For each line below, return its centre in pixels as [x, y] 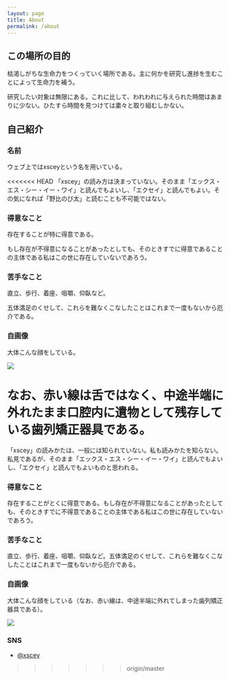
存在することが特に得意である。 [52, 234]
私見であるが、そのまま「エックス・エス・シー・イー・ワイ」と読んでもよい [115, 458]
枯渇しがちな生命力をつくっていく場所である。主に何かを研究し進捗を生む [112, 74]
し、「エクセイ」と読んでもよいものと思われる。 [74, 467]
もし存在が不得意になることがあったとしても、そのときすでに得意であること [115, 249]
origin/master [146, 668]
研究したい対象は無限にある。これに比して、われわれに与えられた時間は [109, 97]
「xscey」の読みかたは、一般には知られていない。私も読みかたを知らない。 [115, 450]
